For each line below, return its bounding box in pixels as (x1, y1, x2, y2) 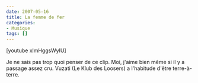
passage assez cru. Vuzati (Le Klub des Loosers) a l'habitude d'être (6, 65, 172, 72)
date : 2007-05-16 (6, 8, 49, 15)
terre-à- (173, 65, 193, 72)
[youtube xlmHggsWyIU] (6, 47, 66, 54)
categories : (6, 20, 36, 25)
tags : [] (6, 31, 28, 37)
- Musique (6, 25, 31, 31)
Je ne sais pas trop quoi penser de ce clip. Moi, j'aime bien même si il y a (6, 59, 185, 66)
